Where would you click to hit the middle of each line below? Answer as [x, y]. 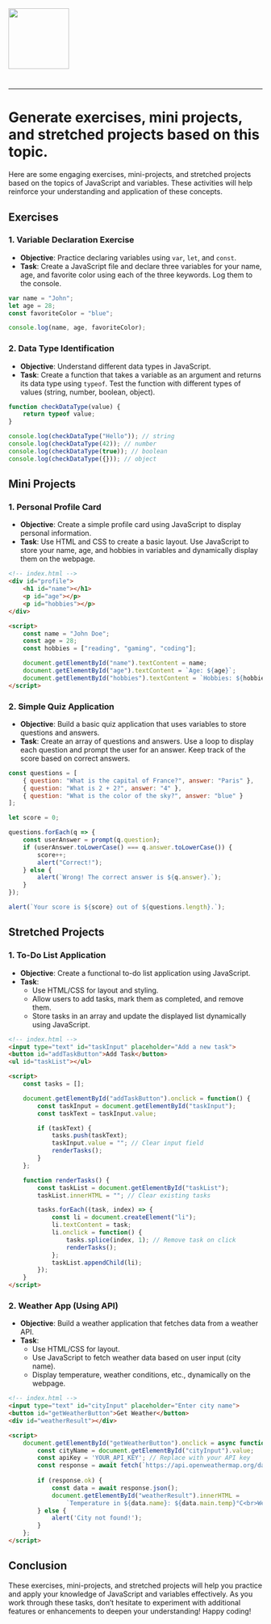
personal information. [56, 534]
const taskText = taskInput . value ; [97, 1114]
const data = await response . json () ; [115, 1488]
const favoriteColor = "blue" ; [61, 313]
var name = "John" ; [41, 298]
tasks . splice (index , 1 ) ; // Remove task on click [151, 1240]
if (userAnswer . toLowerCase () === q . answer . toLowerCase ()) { [127, 847]
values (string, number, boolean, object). [88, 392]
